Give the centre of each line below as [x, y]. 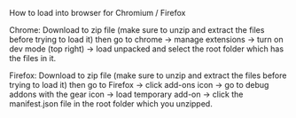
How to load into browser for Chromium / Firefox [97, 13]
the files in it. [33, 58]
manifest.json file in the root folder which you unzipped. [111, 104]
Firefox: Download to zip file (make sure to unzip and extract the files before [148, 75]
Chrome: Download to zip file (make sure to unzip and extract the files [137, 30]
